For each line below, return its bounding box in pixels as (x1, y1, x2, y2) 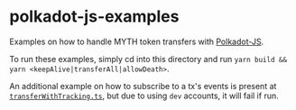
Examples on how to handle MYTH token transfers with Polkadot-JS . (9, 36, 264, 47)
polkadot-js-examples (9, 6, 180, 27)
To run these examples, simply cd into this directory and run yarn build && (9, 53, 287, 64)
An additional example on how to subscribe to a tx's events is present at (9, 80, 277, 91)
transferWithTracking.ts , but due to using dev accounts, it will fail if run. (9, 90, 279, 101)
